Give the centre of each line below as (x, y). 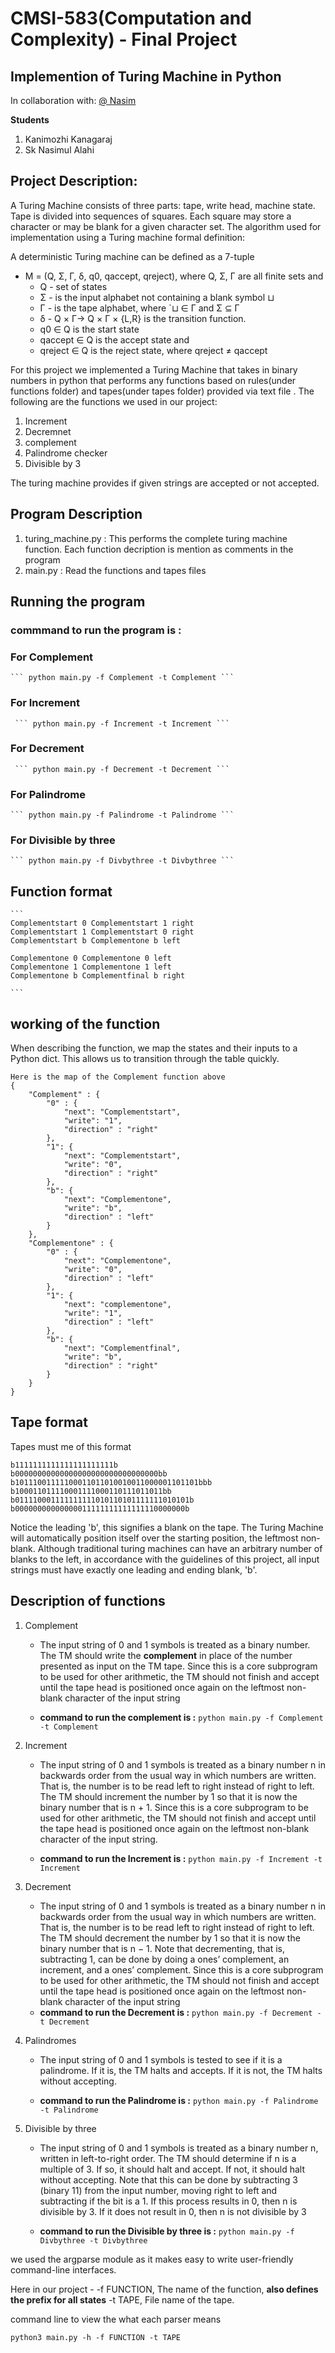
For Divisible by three (63, 840)
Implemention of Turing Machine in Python (146, 76)
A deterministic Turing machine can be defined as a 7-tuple (132, 256)
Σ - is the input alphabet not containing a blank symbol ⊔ (157, 297)
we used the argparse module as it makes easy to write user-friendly (152, 2259)
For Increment (45, 703)
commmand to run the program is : (96, 630)
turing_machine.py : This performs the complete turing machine (156, 538)
